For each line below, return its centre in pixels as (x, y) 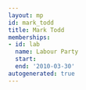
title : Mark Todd (36, 30)
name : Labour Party (47, 52)
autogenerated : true (42, 74)
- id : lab (24, 45)
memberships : (29, 37)
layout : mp (26, 15)
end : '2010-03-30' (45, 67)
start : (26, 59)
